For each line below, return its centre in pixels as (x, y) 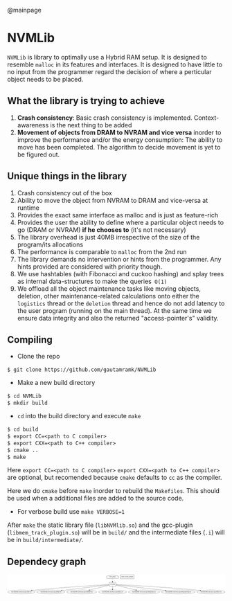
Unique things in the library (67, 176)
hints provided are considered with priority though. (90, 267)
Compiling (30, 340)
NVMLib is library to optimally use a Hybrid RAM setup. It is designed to (107, 57)
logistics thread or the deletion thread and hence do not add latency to (121, 303)
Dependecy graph (47, 561)
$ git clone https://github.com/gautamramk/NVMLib (82, 370)
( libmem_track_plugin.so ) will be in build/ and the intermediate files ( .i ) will (116, 532)
